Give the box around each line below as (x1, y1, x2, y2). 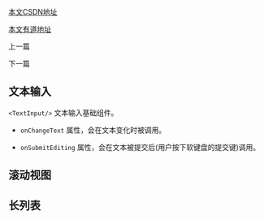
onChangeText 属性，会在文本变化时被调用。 (19, 125, 167, 135)
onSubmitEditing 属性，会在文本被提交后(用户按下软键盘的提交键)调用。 (19, 142, 261, 152)
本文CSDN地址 (8, 7, 58, 16)
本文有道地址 (8, 24, 51, 34)
